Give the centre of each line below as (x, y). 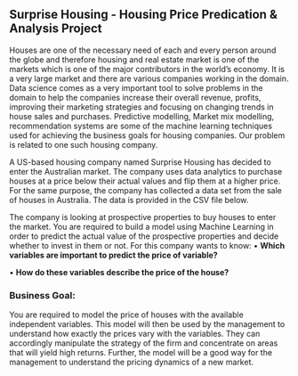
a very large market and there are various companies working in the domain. (149, 78)
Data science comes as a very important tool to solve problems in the (136, 87)
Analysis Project (56, 29)
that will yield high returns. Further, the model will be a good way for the (141, 353)
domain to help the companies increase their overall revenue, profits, (135, 97)
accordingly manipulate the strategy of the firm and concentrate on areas (144, 343)
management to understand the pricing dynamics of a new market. (132, 362)
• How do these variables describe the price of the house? (119, 272)
